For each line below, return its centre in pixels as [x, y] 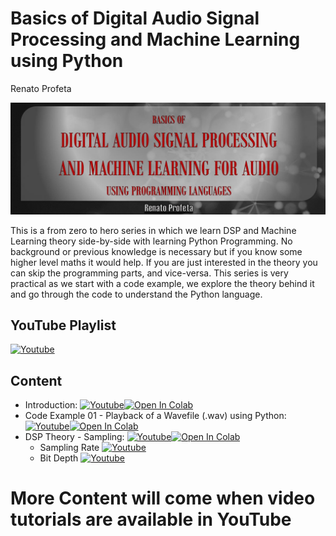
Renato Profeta [41, 88]
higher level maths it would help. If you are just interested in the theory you [164, 262]
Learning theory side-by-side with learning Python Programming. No [151, 241]
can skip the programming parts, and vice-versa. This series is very [149, 273]
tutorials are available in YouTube [151, 519]
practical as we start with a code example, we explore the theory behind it [162, 283]
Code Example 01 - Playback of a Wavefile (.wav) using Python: [155, 416]
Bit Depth [59, 458]
